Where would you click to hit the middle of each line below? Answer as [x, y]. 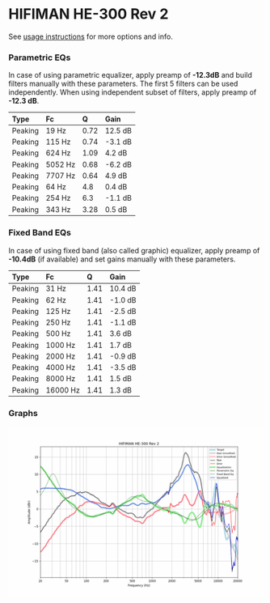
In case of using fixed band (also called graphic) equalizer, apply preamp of [134, 250]
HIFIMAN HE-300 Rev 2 [89, 14]
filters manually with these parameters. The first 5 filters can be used [123, 84]
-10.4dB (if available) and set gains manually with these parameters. [122, 259]
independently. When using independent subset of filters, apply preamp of [133, 92]
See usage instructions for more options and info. [91, 36]
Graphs [23, 413]
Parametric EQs [40, 57]
